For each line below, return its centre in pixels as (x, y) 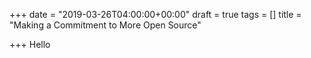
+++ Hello (30, 44)
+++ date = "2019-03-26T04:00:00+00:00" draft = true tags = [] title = (155, 14)
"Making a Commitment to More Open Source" (105, 25)
